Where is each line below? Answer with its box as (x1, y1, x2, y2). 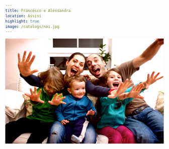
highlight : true (5, 19, 39, 24)
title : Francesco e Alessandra (5, 8, 71, 13)
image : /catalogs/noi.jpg (5, 24, 59, 29)
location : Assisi (5, 13, 42, 19)
